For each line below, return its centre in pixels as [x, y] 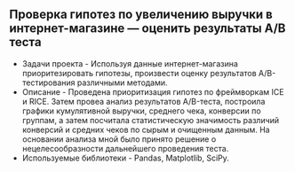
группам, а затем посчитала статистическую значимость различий [151, 120]
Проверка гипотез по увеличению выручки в [141, 15]
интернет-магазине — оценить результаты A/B [147, 29]
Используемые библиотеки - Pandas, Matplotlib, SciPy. [125, 158]
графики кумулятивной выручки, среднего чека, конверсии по [141, 111]
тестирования [48, 82]
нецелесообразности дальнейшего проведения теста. [125, 148]
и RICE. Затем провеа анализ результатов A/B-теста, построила [144, 101]
